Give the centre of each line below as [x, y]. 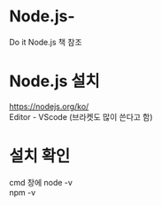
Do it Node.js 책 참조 [46, 42]
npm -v [23, 192]
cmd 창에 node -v [41, 182]
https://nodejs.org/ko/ [49, 106]
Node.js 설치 [54, 81]
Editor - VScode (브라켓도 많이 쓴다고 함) [81, 116]
